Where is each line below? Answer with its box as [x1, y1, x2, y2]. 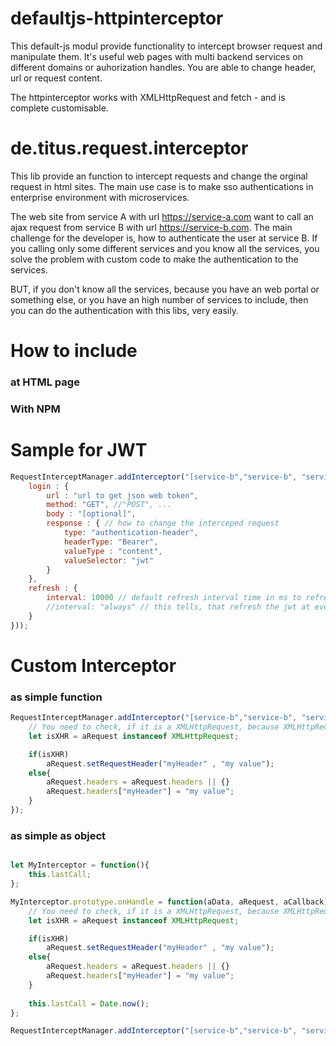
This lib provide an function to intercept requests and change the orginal [10, 170, 308, 182]
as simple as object [10, 828, 107, 842]
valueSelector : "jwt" [63, 555, 155, 566]
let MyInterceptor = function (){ [10, 860, 150, 871]
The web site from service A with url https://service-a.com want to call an [10, 210, 314, 222]
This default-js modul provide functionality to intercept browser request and [10, 40, 323, 52]
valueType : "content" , [63, 546, 163, 556]
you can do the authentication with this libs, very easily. [10, 304, 239, 316]
